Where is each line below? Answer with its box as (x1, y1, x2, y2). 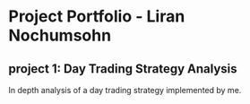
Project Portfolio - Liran (8, 6, 185, 27)
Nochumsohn (8, 25, 112, 46)
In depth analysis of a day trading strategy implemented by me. (8, 85, 242, 95)
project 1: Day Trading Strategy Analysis (8, 61, 238, 76)
